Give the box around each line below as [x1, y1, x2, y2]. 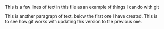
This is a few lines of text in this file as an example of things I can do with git [5, 4, 159, 10]
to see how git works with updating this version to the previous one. [5, 19, 142, 24]
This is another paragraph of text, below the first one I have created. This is [5, 14, 158, 19]
